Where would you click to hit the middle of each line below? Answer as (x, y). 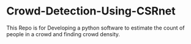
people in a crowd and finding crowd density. (63, 34)
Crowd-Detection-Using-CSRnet (91, 11)
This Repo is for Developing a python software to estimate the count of (95, 28)
